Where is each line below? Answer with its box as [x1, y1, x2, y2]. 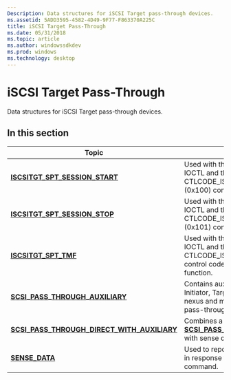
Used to [184, 344, 210, 354]
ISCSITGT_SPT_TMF [10, 251, 77, 260]
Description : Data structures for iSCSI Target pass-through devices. [7, 10, 214, 17]
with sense [184, 333, 219, 343]
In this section [7, 127, 69, 139]
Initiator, [184, 287, 211, 297]
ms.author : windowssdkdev [7, 42, 81, 49]
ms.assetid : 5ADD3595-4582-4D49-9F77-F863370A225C [7, 17, 155, 23]
